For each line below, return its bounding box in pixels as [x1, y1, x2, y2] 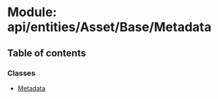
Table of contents [7, 47, 86, 59]
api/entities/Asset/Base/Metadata [7, 19, 212, 35]
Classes [7, 68, 36, 78]
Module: [7, 4, 57, 20]
